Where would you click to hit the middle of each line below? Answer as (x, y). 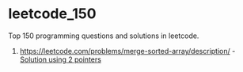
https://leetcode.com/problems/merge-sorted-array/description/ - (127, 51)
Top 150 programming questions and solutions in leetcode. (104, 36)
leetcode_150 (52, 14)
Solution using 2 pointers (60, 59)
